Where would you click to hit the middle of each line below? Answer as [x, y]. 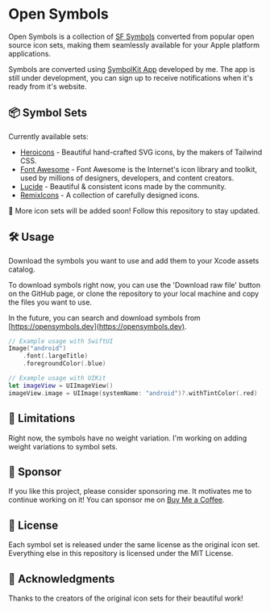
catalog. [22, 269]
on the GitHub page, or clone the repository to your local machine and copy [134, 293]
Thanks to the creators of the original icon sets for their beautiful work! [126, 598]
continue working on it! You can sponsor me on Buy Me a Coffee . [116, 500]
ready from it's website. [48, 86]
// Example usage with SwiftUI [61, 341]
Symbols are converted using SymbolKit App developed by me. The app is [132, 69]
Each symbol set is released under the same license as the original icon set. [134, 545]
